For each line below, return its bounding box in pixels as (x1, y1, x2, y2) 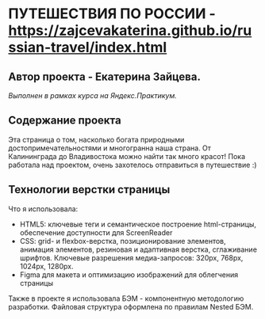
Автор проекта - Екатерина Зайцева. (8, 70, 201, 83)
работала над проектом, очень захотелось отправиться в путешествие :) (8, 160, 257, 169)
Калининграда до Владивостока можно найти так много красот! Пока (8, 151, 246, 161)
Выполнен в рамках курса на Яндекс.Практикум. (8, 91, 177, 100)
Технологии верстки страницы (8, 183, 171, 196)
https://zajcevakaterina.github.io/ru (8, 21, 252, 40)
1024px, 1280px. (19, 261, 74, 271)
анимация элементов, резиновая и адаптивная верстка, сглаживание (19, 245, 258, 254)
